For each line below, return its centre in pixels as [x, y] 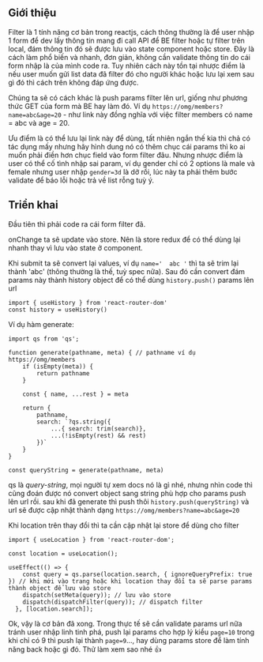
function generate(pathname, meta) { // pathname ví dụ [102, 352]
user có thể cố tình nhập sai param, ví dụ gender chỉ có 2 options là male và [131, 163]
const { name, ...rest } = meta [75, 394]
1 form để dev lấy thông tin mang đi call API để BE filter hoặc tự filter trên [126, 40]
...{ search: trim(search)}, [98, 429]
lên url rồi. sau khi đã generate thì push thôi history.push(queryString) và [129, 502]
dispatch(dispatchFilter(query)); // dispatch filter [113, 602]
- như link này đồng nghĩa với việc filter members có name [158, 115]
